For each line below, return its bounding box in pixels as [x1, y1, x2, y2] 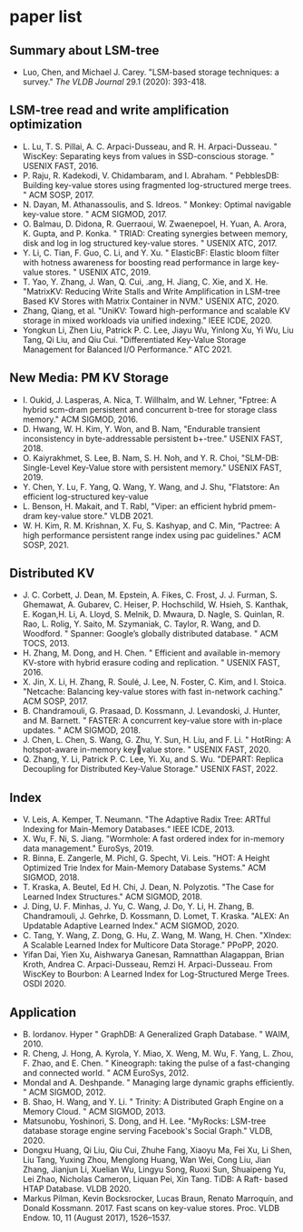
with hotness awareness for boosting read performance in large [22, 256, 261, 267]
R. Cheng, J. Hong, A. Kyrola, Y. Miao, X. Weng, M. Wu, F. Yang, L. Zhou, [22, 1048, 294, 1059]
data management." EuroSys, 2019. [22, 843, 154, 854]
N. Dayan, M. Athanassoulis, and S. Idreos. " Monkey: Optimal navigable [22, 198, 292, 210]
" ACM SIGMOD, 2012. [22, 1087, 106, 1097]
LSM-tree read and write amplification [9, 103, 230, 118]
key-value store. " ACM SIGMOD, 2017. [22, 208, 168, 219]
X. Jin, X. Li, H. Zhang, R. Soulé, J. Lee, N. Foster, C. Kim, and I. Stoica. [22, 676, 287, 687]
